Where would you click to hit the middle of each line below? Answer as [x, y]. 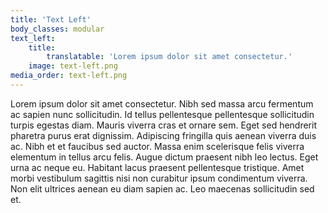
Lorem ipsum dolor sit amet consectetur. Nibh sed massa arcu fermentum [162, 103]
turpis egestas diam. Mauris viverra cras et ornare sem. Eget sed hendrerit [163, 125]
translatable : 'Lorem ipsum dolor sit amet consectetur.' [169, 57]
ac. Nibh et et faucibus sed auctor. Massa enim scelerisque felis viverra [157, 146]
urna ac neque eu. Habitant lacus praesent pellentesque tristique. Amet [157, 167]
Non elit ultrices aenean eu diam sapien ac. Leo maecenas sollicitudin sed [162, 188]
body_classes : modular [57, 29]
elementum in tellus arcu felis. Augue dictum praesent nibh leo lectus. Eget [164, 157]
